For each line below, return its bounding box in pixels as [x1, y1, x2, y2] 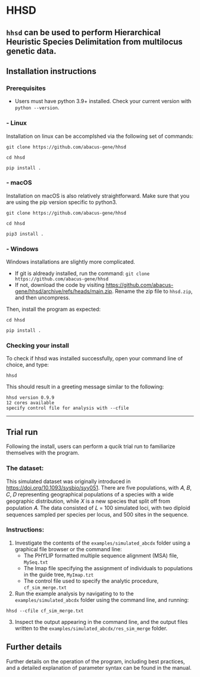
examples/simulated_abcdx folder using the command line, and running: [14, 596, 189, 603]
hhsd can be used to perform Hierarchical [6, 27, 161, 38]
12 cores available [6, 400, 55, 406]
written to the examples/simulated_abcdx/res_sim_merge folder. [14, 625, 168, 632]
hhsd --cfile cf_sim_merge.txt [6, 608, 84, 614]
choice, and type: [6, 361, 49, 369]
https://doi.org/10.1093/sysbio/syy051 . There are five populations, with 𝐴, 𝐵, [6, 484, 192, 491]
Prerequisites [6, 84, 46, 92]
